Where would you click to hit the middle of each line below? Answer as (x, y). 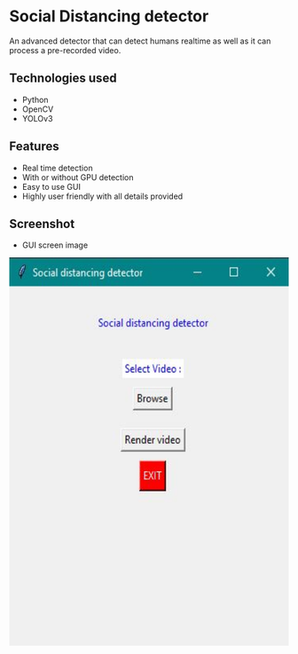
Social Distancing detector (109, 16)
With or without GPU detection (78, 177)
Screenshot (42, 224)
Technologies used (63, 79)
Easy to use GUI (51, 186)
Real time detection (57, 168)
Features (34, 147)
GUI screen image (55, 245)
